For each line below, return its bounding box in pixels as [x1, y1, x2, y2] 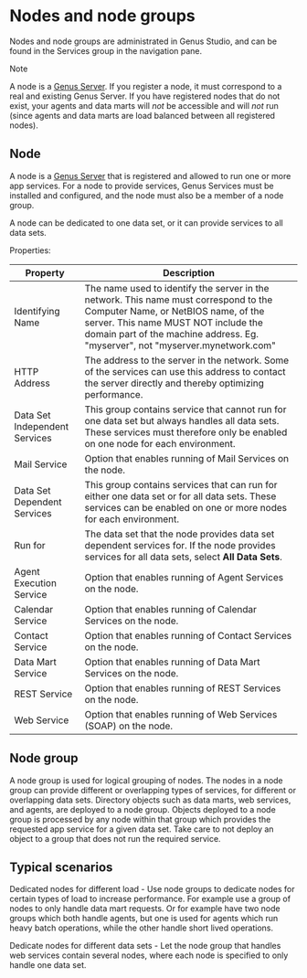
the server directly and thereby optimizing [84, 377, 265, 389]
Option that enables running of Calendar [84, 602, 258, 615]
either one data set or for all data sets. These [84, 490, 277, 503]
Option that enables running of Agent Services [84, 570, 284, 583]
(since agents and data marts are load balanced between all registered [9, 110, 276, 121]
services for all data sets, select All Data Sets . [84, 550, 283, 563]
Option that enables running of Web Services [84, 707, 278, 720]
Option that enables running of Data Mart [84, 655, 260, 668]
